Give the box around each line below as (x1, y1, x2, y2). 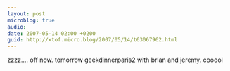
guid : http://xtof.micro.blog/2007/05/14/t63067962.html (7, 37, 178, 44)
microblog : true (7, 17, 55, 24)
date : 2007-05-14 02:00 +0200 (7, 30, 96, 37)
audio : (7, 23, 27, 30)
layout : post (7, 10, 46, 18)
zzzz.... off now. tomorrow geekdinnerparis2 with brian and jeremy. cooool (7, 56, 223, 64)
